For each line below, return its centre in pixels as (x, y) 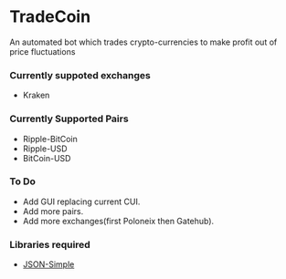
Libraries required (50, 244)
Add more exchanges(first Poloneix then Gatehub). (118, 221)
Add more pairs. (53, 211)
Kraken (36, 95)
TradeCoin (50, 17)
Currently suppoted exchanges (80, 75)
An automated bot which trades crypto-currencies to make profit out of (143, 42)
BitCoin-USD (47, 158)
